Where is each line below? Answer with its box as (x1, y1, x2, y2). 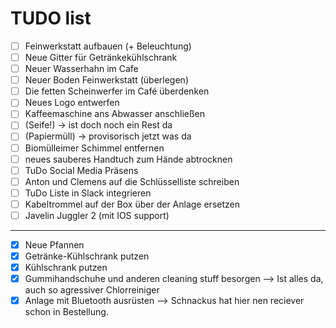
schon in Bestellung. (24, 306, 109, 318)
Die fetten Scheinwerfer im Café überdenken (24, 85, 210, 97)
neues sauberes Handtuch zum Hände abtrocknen (24, 153, 233, 165)
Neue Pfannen (24, 238, 85, 251)
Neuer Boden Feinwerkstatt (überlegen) (24, 74, 189, 86)
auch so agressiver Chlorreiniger (24, 284, 160, 296)
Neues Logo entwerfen (24, 97, 120, 109)
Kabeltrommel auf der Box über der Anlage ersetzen (24, 198, 240, 210)
